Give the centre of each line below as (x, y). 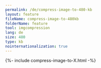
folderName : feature (27, 23)
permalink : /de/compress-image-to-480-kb (49, 10)
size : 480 (15, 37)
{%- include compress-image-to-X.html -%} (50, 60)
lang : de (14, 33)
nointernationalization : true (37, 46)
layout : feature (22, 14)
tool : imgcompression (28, 28)
